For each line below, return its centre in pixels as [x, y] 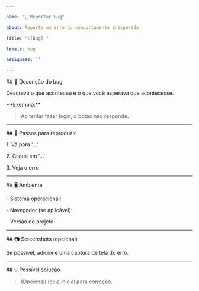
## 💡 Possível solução [33, 270]
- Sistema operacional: [34, 199]
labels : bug [21, 49]
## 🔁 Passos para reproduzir [41, 133]
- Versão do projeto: [31, 222]
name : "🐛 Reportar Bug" [36, 17]
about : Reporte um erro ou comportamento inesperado [73, 27]
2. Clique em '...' [26, 156]
